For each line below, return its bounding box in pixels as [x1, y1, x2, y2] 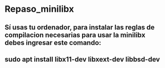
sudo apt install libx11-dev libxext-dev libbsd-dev [4, 55, 160, 64]
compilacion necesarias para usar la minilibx [4, 31, 146, 39]
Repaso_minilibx [4, 3, 74, 15]
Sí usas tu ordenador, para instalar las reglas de [4, 23, 155, 32]
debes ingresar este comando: [4, 38, 101, 47]
